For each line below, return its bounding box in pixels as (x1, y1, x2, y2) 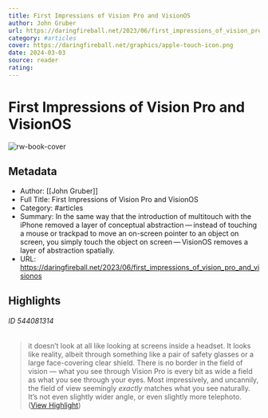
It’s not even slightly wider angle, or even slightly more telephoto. (27, 392, 242, 402)
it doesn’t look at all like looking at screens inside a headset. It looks (27, 341, 251, 351)
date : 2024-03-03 (8, 49, 66, 57)
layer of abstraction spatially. (19, 245, 116, 255)
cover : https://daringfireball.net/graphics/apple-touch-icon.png (8, 42, 234, 50)
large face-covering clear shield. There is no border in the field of (27, 358, 243, 368)
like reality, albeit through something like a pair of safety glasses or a (27, 349, 254, 360)
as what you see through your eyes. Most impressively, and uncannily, (27, 375, 259, 384)
